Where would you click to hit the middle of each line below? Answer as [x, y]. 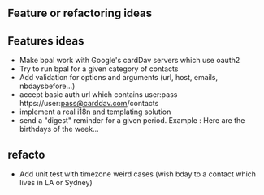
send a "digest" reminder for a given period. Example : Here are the [132, 121]
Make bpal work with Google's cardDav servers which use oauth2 [130, 61]
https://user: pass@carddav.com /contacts [89, 104]
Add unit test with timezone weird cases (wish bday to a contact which [138, 174]
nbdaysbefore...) [47, 86]
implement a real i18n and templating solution [95, 112]
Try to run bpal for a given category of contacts [99, 69]
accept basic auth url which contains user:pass [98, 95]
